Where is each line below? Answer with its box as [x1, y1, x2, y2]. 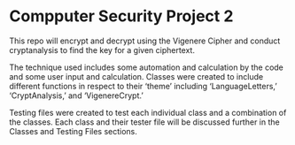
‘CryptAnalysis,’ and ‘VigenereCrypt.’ [9, 90, 144, 101]
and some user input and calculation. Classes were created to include [9, 71, 264, 81]
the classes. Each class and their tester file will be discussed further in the [9, 117, 281, 127]
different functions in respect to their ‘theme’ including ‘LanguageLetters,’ [9, 80, 277, 91]
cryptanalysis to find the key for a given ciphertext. [9, 44, 195, 55]
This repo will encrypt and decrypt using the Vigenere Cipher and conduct [9, 35, 281, 46]
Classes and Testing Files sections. [9, 126, 137, 136]
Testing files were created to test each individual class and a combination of [9, 107, 287, 118]
